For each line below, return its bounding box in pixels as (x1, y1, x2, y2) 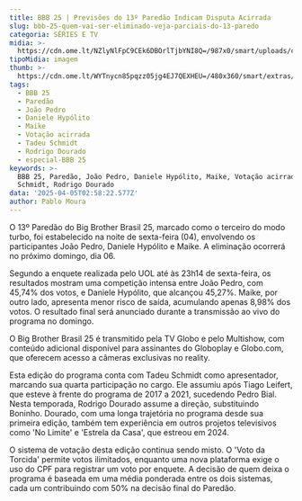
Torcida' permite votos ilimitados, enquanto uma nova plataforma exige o (9, 453, 280, 464)
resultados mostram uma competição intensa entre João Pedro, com (9, 277, 263, 288)
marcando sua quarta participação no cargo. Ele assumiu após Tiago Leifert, (9, 379, 293, 389)
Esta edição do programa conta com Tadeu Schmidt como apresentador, (9, 370, 279, 380)
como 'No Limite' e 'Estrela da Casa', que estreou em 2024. (9, 426, 229, 437)
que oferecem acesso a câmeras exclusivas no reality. (9, 352, 210, 362)
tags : (9, 80, 30, 89)
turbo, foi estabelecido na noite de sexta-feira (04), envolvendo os (9, 231, 256, 242)
